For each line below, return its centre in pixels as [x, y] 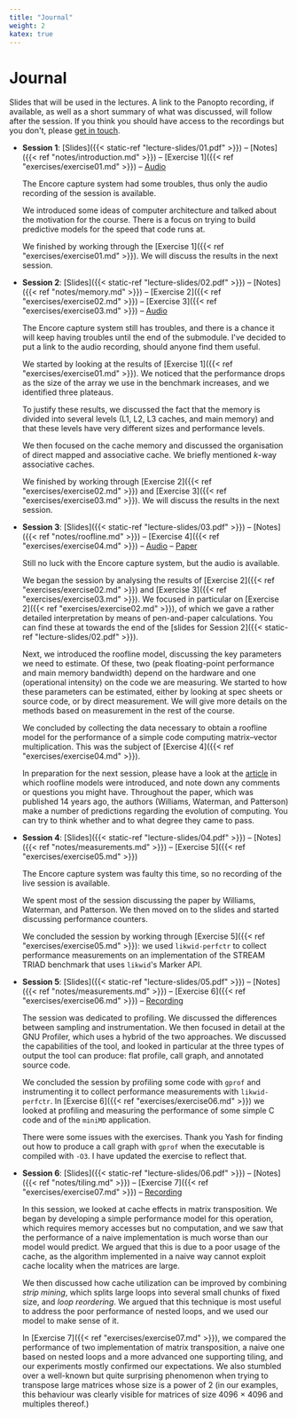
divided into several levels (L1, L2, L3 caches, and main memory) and [148, 419]
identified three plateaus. [67, 392]
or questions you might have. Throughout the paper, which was [138, 792]
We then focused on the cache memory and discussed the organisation [152, 445]
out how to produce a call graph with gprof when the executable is [143, 1146]
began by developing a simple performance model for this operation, [147, 1219]
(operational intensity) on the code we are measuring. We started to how [154, 682]
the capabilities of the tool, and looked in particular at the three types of [153, 1046]
